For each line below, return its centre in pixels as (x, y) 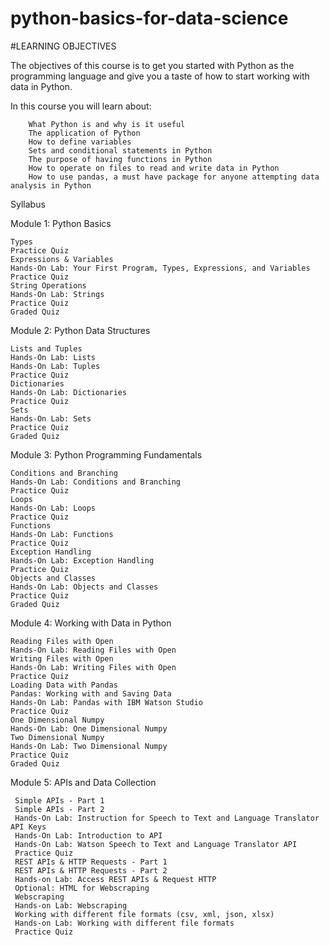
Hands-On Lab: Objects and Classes (84, 587)
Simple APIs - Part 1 (59, 800)
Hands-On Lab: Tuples (55, 366)
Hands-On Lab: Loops (53, 508)
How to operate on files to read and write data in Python (154, 168)
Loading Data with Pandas (64, 685)
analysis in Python (51, 185)
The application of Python (84, 133)
